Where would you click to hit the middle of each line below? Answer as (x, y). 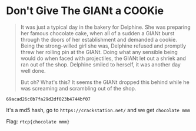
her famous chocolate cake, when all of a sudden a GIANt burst (97, 33)
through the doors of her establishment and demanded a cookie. (99, 39)
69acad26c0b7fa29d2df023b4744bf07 (49, 99)
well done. (33, 70)
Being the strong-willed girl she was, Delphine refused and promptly (103, 46)
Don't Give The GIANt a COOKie (85, 11)
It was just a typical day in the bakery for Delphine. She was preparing (105, 27)
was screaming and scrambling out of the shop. (78, 88)
